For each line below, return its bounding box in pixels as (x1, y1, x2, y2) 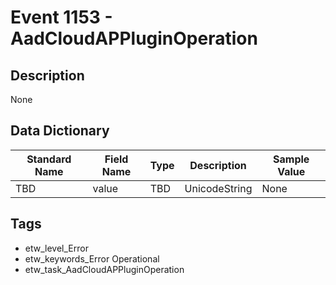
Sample (273, 152, 310, 166)
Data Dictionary (10, 122, 110, 140)
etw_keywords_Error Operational (24, 252, 160, 265)
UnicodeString (184, 181, 253, 195)
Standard (26, 152, 72, 166)
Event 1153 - (10, 6, 113, 29)
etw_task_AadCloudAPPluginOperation (24, 263, 185, 275)
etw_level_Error (24, 242, 89, 254)
